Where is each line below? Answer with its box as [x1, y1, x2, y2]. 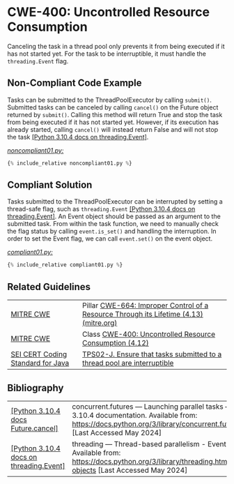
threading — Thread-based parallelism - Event [72, 439, 226, 448]
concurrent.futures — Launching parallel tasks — [72, 402, 233, 411]
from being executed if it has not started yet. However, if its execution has [7, 118, 219, 126]
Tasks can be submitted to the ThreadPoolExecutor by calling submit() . [7, 96, 212, 104]
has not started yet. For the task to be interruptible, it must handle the [7, 50, 207, 58]
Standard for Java [10, 358, 70, 368]
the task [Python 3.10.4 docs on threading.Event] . [7, 133, 149, 141]
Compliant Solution [7, 179, 93, 191]
